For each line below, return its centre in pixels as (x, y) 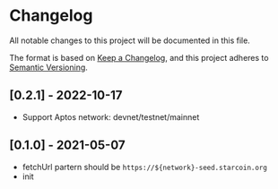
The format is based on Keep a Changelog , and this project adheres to (139, 57)
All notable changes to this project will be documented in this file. (130, 40)
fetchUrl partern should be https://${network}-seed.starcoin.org (144, 167)
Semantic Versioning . (48, 67)
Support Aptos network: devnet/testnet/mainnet (111, 116)
